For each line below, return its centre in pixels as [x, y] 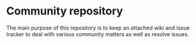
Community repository [65, 11]
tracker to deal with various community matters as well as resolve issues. [98, 34]
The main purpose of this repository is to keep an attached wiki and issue [98, 28]
